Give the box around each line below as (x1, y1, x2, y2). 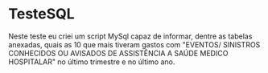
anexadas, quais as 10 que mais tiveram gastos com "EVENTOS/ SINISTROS (8, 39, 261, 49)
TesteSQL (8, 5, 75, 23)
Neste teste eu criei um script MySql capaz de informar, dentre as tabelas (8, 31, 253, 41)
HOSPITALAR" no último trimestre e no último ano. (8, 57, 175, 67)
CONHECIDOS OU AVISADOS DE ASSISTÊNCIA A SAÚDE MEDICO (8, 48, 229, 58)
